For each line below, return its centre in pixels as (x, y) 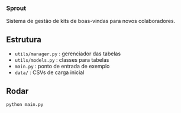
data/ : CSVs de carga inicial (49, 72)
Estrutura (24, 39)
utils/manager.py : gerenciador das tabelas (68, 54)
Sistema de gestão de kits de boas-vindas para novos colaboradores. (91, 21)
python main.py (25, 104)
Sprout (16, 8)
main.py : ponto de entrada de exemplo (62, 67)
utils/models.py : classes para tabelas (62, 60)
